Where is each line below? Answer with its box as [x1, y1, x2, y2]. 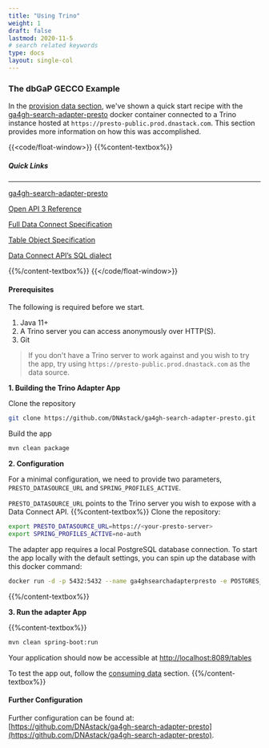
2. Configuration [8, 459, 64, 469]
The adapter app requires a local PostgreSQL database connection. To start [8, 544, 258, 554]
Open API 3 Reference [8, 204, 82, 213]
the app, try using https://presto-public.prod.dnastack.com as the [27, 359, 251, 369]
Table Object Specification [8, 235, 96, 245]
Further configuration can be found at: [8, 713, 134, 722]
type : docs [8, 49, 45, 57]
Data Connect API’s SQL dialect [8, 250, 112, 261]
